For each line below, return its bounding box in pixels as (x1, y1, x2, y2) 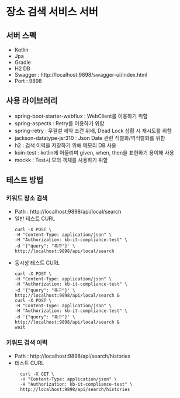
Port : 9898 (14, 77, 42, 84)
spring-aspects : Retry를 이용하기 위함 (14, 119, 105, 126)
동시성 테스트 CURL (14, 259, 60, 266)
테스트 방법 (6, 175, 44, 185)
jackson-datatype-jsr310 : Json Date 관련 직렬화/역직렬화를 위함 (14, 134, 165, 141)
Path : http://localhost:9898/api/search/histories (14, 352, 131, 359)
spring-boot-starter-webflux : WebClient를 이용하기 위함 (14, 112, 148, 119)
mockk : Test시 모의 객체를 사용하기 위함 (14, 156, 108, 163)
